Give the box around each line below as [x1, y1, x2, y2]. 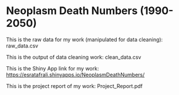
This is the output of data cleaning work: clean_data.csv [6, 53, 141, 60]
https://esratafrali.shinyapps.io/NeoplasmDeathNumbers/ [6, 71, 145, 78]
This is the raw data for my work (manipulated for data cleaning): [6, 36, 163, 43]
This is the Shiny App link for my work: [6, 65, 99, 72]
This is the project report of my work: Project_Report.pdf [6, 82, 143, 89]
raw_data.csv [6, 42, 39, 49]
